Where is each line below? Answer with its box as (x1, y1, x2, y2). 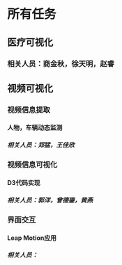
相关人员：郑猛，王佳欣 (7, 140, 75, 149)
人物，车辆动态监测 (7, 123, 63, 132)
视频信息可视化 (7, 160, 58, 170)
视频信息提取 (7, 105, 51, 115)
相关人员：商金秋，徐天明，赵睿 (7, 58, 115, 68)
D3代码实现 (7, 178, 40, 186)
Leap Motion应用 (7, 234, 57, 242)
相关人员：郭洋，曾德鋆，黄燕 (7, 195, 93, 204)
